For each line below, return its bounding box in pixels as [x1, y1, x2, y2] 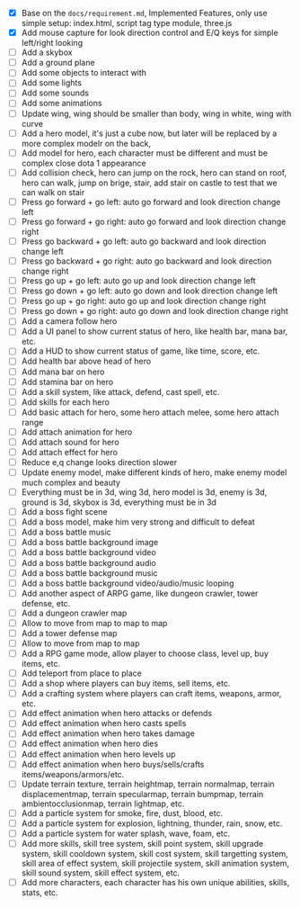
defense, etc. [21, 597, 71, 608]
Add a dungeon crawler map [21, 607, 128, 618]
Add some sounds [21, 87, 89, 98]
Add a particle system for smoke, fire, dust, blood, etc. [21, 807, 224, 818]
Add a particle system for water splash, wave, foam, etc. [21, 828, 231, 839]
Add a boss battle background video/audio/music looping [21, 578, 234, 588]
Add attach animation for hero [21, 427, 133, 437]
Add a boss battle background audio [21, 557, 156, 568]
